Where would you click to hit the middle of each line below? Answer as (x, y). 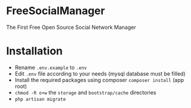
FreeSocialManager (56, 11)
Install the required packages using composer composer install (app (99, 80)
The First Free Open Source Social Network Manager (71, 27)
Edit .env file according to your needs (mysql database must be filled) (100, 73)
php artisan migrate (40, 99)
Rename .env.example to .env (51, 67)
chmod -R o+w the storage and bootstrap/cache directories (85, 92)
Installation (35, 51)
